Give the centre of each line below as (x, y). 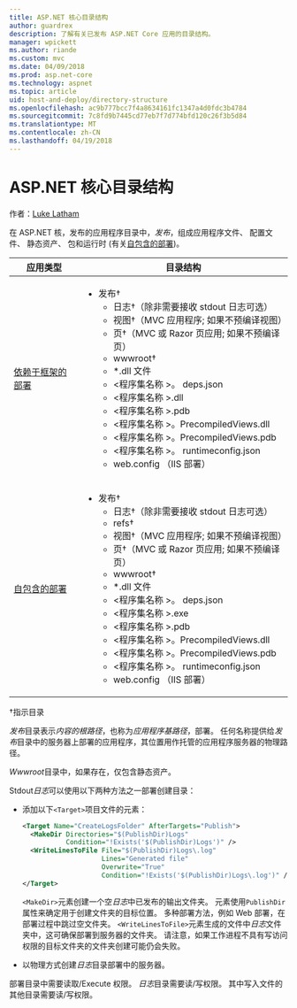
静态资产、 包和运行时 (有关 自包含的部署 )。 (105, 243)
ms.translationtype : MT (53, 125)
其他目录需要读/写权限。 (53, 994)
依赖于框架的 (41, 372)
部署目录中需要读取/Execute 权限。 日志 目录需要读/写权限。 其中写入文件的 (146, 983)
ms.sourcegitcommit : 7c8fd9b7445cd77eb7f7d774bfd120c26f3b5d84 (128, 116)
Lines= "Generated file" (145, 859)
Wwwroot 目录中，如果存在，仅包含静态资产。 (93, 772)
